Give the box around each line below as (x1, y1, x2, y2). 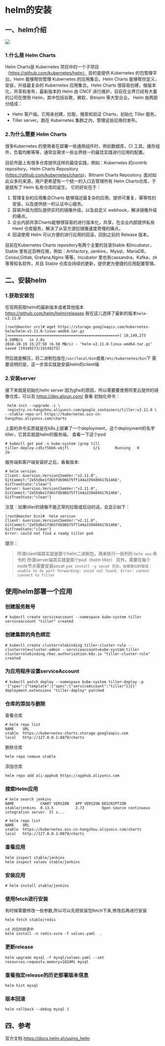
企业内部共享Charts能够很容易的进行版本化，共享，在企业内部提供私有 (12, 219, 155, 225)
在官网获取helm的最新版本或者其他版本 (5, 304, 84, 310)
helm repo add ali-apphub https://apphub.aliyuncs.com (5, 773, 120, 778)
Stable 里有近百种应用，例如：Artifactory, (5, 248, 89, 254)
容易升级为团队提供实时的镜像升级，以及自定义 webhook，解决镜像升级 (12, 207, 157, 213)
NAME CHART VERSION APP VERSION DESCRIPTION (5, 801, 126, 807)
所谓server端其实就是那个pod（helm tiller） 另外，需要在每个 (27, 557, 151, 563)
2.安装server (5, 375, 36, 382)
